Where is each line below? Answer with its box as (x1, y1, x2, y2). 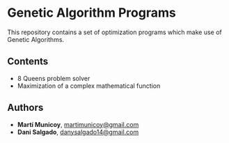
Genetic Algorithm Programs (7, 5, 176, 21)
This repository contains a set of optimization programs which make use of (7, 28, 223, 36)
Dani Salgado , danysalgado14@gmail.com (17, 128, 139, 136)
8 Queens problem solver (17, 74, 90, 82)
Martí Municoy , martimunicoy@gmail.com (17, 120, 139, 128)
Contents (7, 56, 49, 68)
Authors (7, 102, 44, 114)
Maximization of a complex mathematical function (17, 82, 161, 90)
